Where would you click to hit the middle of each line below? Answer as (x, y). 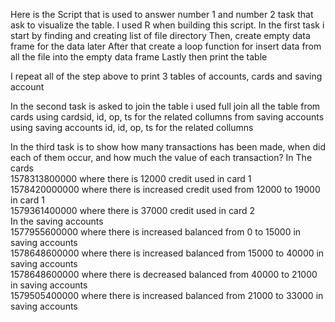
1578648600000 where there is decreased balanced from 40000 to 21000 (164, 274)
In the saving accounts (57, 221)
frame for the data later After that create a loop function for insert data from (166, 46)
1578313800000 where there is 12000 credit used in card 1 (131, 178)
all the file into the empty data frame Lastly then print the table (139, 57)
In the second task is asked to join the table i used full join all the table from (165, 106)
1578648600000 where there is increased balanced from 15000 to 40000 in (167, 253)
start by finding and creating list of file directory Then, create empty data (160, 35)
